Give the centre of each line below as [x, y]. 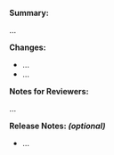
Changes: [28, 47]
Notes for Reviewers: [49, 91]
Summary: [29, 13]
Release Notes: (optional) [57, 126]
